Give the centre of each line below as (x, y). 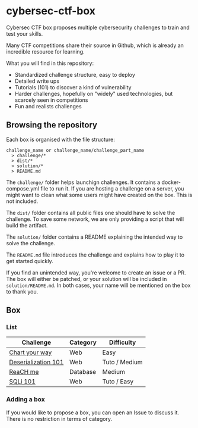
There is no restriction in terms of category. (59, 418)
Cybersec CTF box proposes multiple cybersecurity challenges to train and (98, 27)
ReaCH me (24, 372)
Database (83, 372)
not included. (22, 201)
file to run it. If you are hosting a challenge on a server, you (112, 188)
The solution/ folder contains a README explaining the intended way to (95, 237)
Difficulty (122, 342)
